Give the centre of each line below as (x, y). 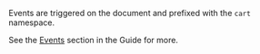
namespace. (32, 22)
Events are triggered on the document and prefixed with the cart (130, 13)
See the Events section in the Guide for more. (94, 40)
